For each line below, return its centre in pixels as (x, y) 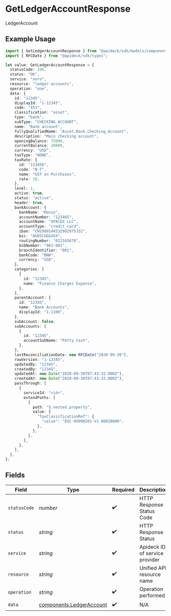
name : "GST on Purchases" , (47, 174)
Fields (15, 475)
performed (152, 595)
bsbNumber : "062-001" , (43, 245)
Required (123, 490)
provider (149, 559)
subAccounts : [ (31, 326)
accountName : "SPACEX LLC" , (49, 222)
